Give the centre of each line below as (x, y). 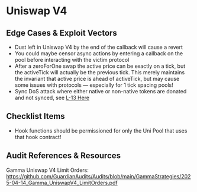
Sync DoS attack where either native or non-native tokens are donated (101, 91)
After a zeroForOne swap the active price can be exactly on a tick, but (100, 66)
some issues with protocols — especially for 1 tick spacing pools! (94, 85)
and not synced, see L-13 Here (52, 97)
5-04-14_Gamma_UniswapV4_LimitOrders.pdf (62, 182)
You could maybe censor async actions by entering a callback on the (99, 53)
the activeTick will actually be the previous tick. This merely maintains (100, 72)
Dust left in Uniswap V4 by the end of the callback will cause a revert (99, 47)
